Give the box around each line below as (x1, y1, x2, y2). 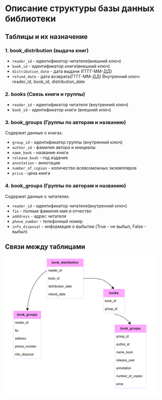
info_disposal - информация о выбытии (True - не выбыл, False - (12, 224, 146, 229)
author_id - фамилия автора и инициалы (12, 144, 96, 150)
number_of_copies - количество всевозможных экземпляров (12, 165, 137, 171)
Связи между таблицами (5, 243, 86, 251)
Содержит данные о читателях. (5, 193, 70, 199)
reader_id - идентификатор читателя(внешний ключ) (12, 58, 121, 64)
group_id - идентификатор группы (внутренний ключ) (12, 139, 123, 145)
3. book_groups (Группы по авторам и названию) (5, 119, 126, 126)
